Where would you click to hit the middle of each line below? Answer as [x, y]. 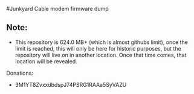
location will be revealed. [46, 61]
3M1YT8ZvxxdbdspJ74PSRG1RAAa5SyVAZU [71, 84]
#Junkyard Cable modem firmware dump [57, 9]
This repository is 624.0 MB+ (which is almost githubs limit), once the [102, 42]
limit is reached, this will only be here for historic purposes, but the [98, 48]
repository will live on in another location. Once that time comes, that [101, 55]
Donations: [20, 73]
